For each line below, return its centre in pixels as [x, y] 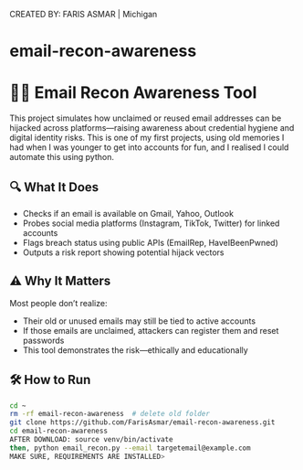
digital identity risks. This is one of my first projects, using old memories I [147, 138]
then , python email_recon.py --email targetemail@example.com [130, 448]
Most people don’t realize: [58, 303]
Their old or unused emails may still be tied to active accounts [139, 321]
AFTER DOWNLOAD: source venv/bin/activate [91, 440]
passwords [43, 340]
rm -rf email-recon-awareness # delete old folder [110, 414]
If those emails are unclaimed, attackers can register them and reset [151, 330]
